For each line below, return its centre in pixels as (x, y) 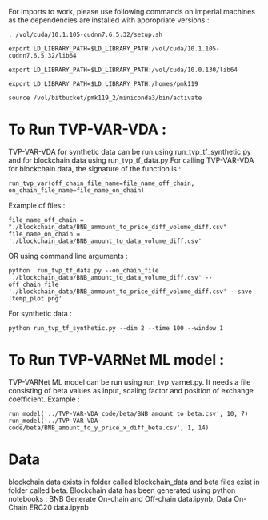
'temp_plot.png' (35, 298)
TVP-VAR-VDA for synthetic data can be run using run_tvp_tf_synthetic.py (130, 151)
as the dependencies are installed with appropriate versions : (109, 20)
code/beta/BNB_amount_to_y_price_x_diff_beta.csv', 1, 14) (109, 428)
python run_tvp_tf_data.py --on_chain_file (84, 270)
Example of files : (37, 205)
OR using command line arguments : (68, 256)
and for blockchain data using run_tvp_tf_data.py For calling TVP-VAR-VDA (131, 160)
